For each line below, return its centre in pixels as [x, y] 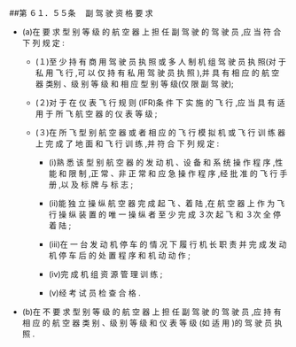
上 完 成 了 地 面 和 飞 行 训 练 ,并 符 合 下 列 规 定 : [127, 143]
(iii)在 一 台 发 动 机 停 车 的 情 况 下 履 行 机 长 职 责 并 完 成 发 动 [167, 244]
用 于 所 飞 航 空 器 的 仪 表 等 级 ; [96, 114]
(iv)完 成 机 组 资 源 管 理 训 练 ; [105, 274]
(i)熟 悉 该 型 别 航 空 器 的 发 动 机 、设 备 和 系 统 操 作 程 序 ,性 [166, 162]
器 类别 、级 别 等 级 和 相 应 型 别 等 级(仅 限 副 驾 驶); [135, 84]
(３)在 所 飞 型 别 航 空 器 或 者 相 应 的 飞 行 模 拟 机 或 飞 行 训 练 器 [160, 132]
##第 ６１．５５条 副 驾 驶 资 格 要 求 [81, 13]
